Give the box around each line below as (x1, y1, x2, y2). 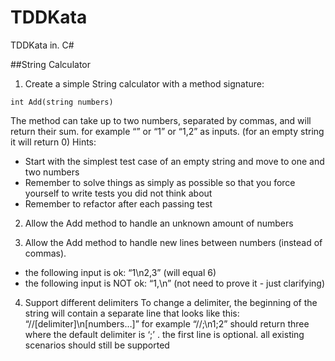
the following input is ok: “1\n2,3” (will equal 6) (24, 266, 217, 278)
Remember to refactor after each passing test (24, 197, 213, 210)
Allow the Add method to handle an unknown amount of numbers (24, 217, 294, 229)
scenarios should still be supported (24, 339, 170, 351)
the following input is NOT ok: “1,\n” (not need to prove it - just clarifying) (24, 277, 326, 289)
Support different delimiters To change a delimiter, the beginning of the (24, 296, 318, 308)
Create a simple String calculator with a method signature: (24, 77, 265, 90)
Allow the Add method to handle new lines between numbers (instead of (24, 236, 323, 248)
